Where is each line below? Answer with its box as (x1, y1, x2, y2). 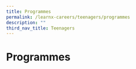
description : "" (6, 19, 46, 25)
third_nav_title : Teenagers (6, 25, 75, 31)
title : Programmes (6, 8, 51, 15)
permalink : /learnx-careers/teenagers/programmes (6, 14, 131, 20)
